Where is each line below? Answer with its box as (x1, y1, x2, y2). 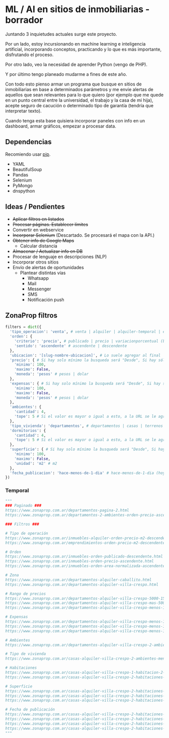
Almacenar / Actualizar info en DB (12, 248, 83, 254)
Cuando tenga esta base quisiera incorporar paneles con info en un (5, 117, 145, 123)
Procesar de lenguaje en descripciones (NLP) (12, 253, 107, 259)
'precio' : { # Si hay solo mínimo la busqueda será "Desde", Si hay (10, 358, 156, 363)
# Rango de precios (5, 591, 46, 596)
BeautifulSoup (12, 166, 42, 172)
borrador (5, 14, 43, 26)
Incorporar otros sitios (12, 259, 59, 265)
